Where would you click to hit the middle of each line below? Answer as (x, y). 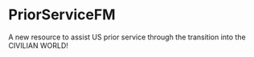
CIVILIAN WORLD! (38, 45)
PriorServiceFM (62, 15)
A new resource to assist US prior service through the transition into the (127, 37)
